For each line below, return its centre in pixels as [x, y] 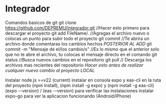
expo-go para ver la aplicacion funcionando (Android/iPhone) [68, 96]
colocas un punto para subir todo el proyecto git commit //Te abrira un [77, 38]
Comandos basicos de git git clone [41, 22]
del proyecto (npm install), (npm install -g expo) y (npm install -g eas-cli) [80, 85]
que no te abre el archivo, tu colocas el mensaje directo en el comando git [81, 54]
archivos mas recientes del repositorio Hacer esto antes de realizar [74, 65]
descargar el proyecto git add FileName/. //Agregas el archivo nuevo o [77, 33]
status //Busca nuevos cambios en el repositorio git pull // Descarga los [79, 59]
